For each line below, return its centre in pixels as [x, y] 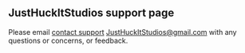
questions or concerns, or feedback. [68, 40]
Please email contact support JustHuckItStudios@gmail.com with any [122, 32]
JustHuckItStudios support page [91, 13]
